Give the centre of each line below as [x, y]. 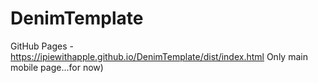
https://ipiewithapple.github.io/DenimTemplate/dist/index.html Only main [159, 56]
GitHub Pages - [42, 46]
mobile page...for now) [57, 67]
